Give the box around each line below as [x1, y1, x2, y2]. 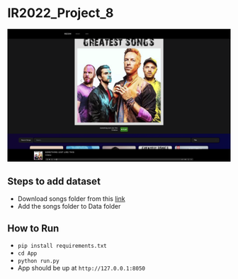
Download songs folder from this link [17, 194, 125, 203]
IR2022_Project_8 [7, 5, 114, 21]
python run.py [17, 258, 59, 265]
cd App [17, 250, 38, 257]
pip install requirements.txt [17, 243, 108, 250]
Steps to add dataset [7, 175, 101, 187]
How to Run [7, 222, 59, 234]
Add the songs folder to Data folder [17, 202, 121, 210]
